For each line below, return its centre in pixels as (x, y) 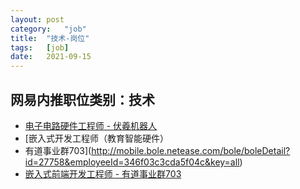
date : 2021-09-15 (51, 57)
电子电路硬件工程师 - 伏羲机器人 (91, 125)
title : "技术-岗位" (50, 38)
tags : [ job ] (40, 47)
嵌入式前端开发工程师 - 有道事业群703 (103, 173)
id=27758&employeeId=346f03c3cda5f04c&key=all (132, 162)
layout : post (37, 19)
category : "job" (48, 29)
